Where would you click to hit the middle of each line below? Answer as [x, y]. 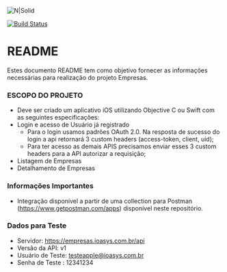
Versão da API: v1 [42, 248]
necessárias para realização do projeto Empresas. [78, 77]
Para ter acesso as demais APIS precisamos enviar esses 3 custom [122, 146]
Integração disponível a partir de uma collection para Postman [105, 201]
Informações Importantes [50, 186]
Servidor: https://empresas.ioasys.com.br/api [81, 241]
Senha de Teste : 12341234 [55, 262]
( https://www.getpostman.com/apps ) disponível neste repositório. [110, 208]
